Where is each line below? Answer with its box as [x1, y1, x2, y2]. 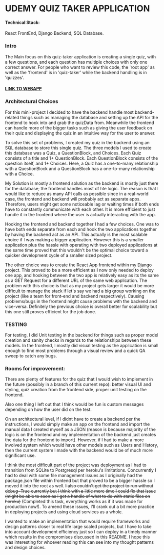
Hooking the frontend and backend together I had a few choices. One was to [5, 221, 159, 227]
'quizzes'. [5, 75, 24, 80]
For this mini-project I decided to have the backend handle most [5, 109, 134, 115]
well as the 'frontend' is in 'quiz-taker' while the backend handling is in [5, 69, 147, 75]
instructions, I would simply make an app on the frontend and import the [5, 421, 150, 427]
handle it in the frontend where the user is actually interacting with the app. [5, 211, 156, 217]
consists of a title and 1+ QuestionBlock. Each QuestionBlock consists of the [5, 155, 158, 161]
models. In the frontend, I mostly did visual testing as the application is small [5, 342, 159, 348]
